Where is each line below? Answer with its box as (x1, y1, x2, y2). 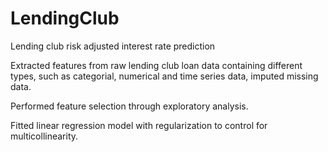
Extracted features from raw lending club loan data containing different (10, 59, 303, 71)
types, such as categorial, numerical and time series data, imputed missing (10, 70, 319, 82)
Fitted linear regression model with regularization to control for (10, 119, 268, 131)
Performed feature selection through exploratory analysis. (10, 100, 249, 112)
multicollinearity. (10, 130, 79, 142)
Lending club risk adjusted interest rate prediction (10, 40, 216, 52)
